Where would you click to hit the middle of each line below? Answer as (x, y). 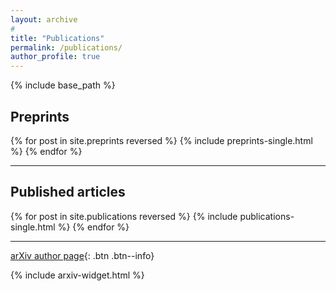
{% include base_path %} (63, 85)
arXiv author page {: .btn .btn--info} (82, 255)
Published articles (68, 192)
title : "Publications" (57, 38)
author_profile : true (55, 57)
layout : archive (44, 19)
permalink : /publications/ (66, 47)
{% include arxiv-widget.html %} (77, 275)
